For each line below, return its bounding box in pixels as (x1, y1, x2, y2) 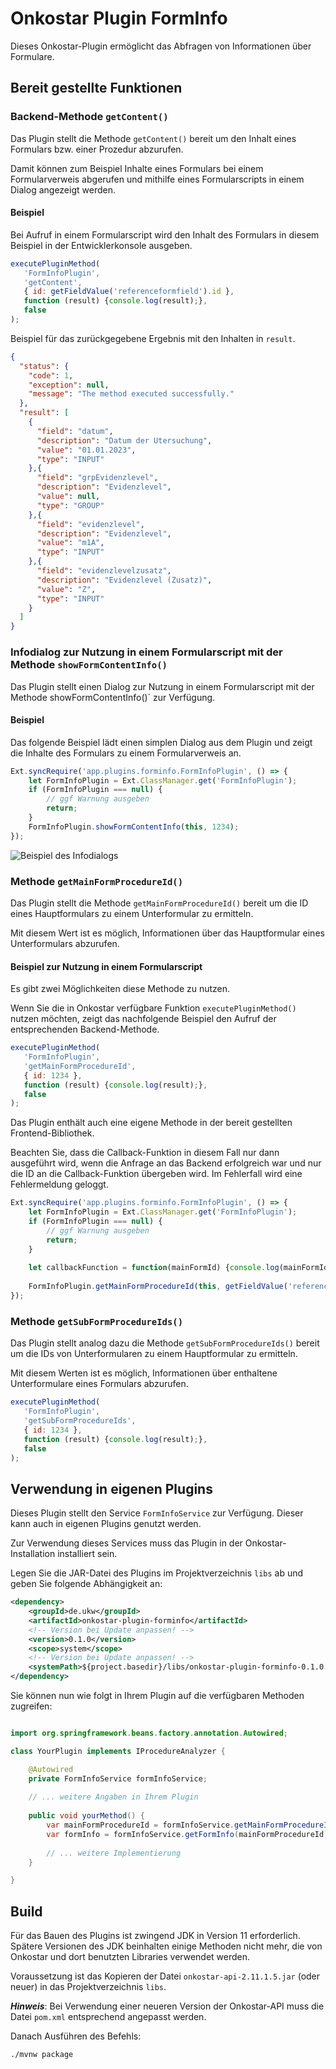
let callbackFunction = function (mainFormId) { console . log (28, 1263, 280, 1273)
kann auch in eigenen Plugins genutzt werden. (10, 1518, 202, 1530)
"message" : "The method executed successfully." (28, 389, 235, 399)
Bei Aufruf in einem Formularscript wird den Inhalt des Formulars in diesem (10, 228, 320, 241)
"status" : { (19, 361, 70, 371)
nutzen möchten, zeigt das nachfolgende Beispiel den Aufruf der (10, 1013, 277, 1025)
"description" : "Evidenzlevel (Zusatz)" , (36, 575, 213, 585)
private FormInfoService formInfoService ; (28, 1773, 208, 1784)
